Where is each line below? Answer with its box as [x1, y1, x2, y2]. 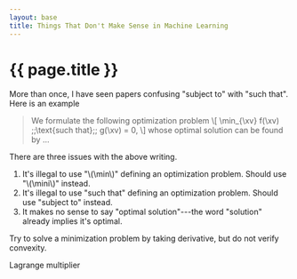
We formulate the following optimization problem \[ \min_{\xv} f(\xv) [30, 116, 280, 126]
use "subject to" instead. [21, 197, 113, 208]
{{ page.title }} [9, 60, 119, 80]
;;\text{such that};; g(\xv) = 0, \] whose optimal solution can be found [30, 125, 284, 136]
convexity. [9, 243, 47, 253]
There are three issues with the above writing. [9, 152, 178, 163]
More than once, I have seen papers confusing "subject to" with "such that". [9, 89, 289, 100]
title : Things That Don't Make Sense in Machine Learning [9, 21, 229, 30]
